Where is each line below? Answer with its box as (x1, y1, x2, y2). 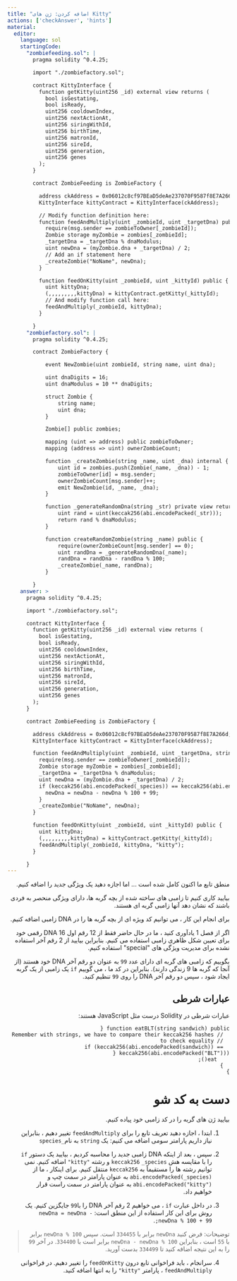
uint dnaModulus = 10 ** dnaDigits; (44, 380, 153, 387)
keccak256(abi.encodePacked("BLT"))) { (112, 1050, 230, 1057)
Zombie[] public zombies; (44, 426, 121, 433)
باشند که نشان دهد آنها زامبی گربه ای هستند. (114, 901, 230, 910)
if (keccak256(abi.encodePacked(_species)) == (38, 783, 178, 790)
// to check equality (159, 1038, 224, 1045)
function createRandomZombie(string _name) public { (44, 536, 203, 543)
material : (7, 23, 37, 30)
